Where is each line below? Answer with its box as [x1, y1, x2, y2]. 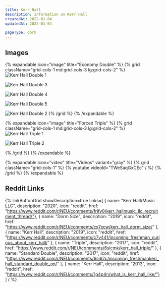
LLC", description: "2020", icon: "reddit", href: [5, 203, 99, 209]
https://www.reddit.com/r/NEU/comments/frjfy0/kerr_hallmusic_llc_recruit [7, 208, 158, 214]
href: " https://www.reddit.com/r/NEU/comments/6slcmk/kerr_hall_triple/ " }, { [5, 245, 162, 251]
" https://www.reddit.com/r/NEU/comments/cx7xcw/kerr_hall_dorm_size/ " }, [5, 224, 159, 230]
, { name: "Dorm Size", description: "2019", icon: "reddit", [36, 213, 153, 219]
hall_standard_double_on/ [5, 261, 57, 267]
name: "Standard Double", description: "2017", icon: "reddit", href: [5, 250, 140, 256]
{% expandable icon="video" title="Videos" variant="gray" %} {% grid [5, 159, 150, 165]
